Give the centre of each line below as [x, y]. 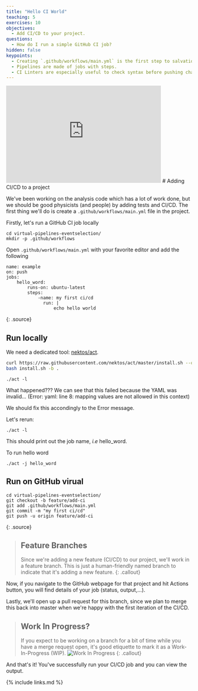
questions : [19, 39]
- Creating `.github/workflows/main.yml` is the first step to [90, 61]
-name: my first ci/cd [65, 298]
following [17, 256]
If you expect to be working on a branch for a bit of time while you [101, 641]
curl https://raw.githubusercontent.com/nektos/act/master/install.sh [95, 363]
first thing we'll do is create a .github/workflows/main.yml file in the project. [98, 211]
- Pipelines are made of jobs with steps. [64, 67]
